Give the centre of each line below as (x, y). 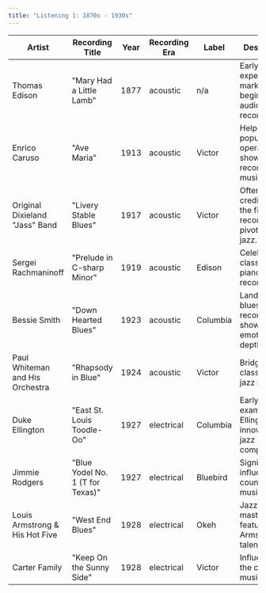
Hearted (87, 320)
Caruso (26, 158)
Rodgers (28, 482)
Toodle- (87, 430)
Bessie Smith (36, 320)
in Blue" (86, 377)
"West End (91, 519)
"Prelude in (92, 257)
